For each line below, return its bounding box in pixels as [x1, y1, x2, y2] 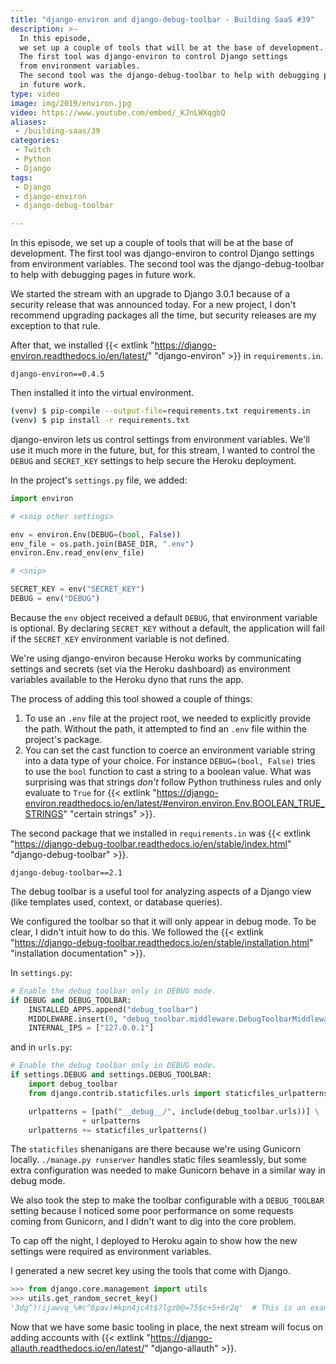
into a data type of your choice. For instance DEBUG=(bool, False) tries [24, 754, 316, 766]
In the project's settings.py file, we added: [10, 474, 188, 486]
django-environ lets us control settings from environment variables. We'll [10, 433, 310, 445]
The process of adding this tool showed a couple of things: [10, 692, 253, 705]
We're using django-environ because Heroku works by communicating [10, 652, 302, 664]
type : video [10, 89, 60, 99]
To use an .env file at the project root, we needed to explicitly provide [24, 712, 312, 724]
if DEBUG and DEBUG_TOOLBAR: [10, 995, 132, 1005]
